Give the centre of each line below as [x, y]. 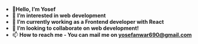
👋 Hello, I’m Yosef [34, 9]
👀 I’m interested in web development [59, 15]
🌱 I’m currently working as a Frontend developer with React [88, 22]
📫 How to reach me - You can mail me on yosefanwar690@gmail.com [102, 35]
